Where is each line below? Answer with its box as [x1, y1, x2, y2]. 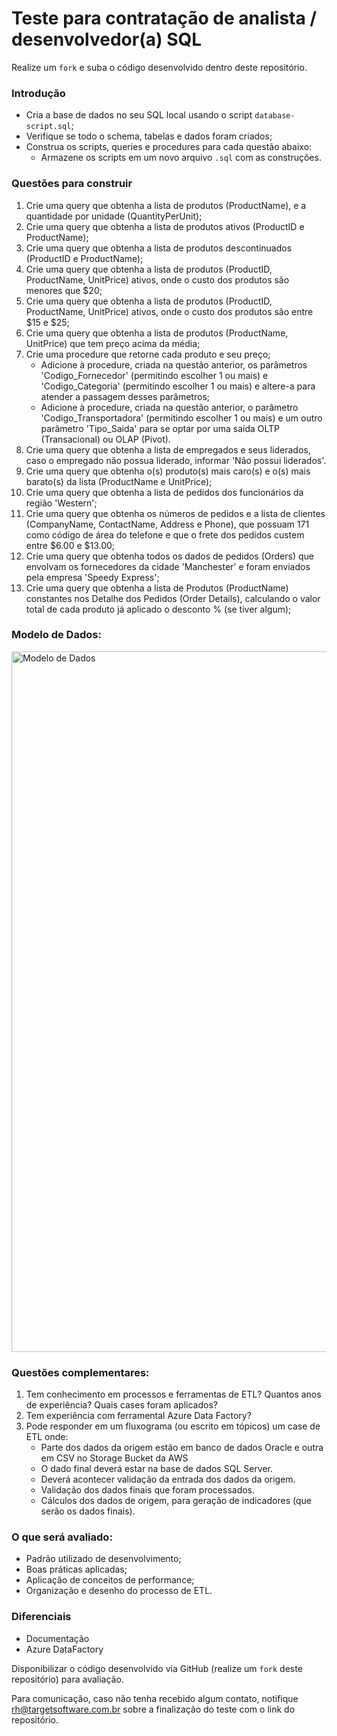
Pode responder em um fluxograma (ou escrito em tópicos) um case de [25, 1420, 321, 1432]
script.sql [25, 122, 72, 132]
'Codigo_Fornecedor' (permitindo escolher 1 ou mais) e [40, 369, 269, 381]
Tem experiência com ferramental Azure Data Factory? [25, 1410, 252, 1422]
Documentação [25, 1632, 90, 1644]
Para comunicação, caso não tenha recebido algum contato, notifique [11, 1692, 299, 1704]
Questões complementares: [11, 1365, 150, 1379]
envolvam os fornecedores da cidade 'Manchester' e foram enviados [25, 560, 311, 572]
